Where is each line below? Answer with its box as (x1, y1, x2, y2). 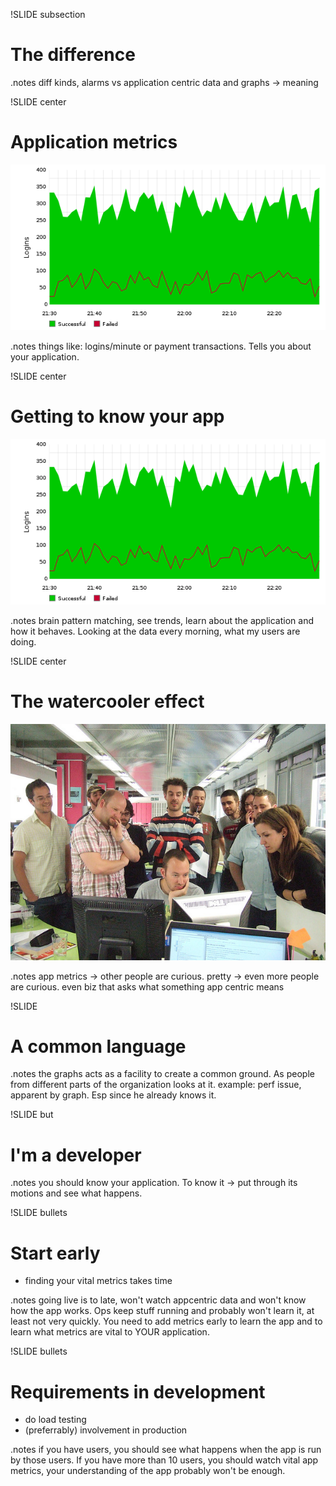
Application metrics (10, 131, 178, 154)
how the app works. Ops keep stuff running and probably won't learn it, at (10, 1305, 315, 1317)
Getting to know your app (10, 405, 225, 428)
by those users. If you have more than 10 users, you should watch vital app (10, 1454, 319, 1466)
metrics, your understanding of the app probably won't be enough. (10, 1465, 286, 1477)
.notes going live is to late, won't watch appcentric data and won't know (10, 1294, 307, 1306)
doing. (10, 635, 37, 648)
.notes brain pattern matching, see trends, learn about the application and (10, 614, 314, 626)
